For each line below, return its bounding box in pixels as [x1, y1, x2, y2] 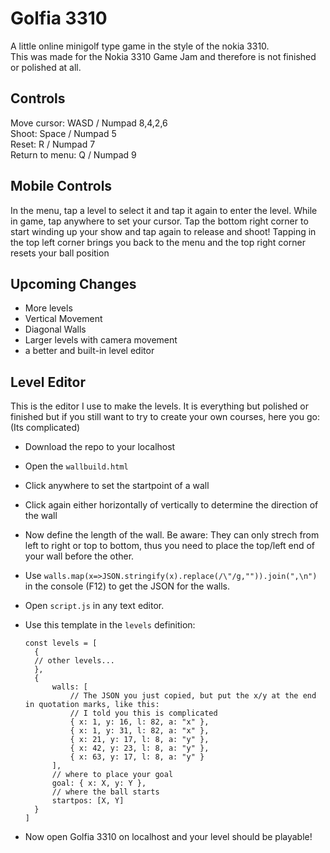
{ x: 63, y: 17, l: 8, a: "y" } [69, 752, 205, 762]
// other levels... [34, 656, 115, 666]
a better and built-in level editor [24, 345, 155, 357]
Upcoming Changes [10, 275, 137, 292]
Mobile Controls [10, 178, 113, 195]
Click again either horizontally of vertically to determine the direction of [24, 499, 319, 511]
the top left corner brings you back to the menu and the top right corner [10, 236, 306, 248]
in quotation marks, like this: [24, 700, 160, 710]
